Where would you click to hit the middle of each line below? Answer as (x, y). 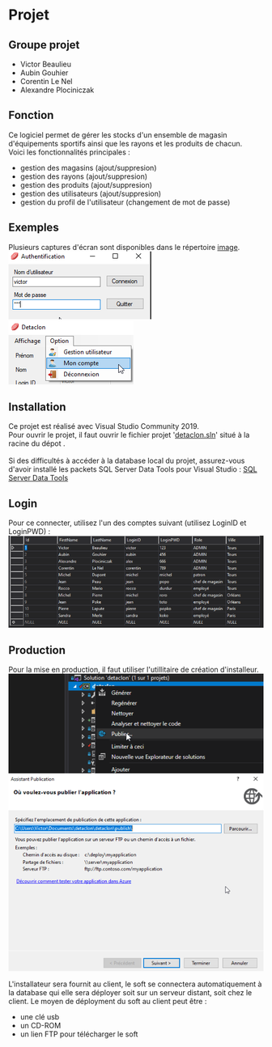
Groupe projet (44, 45)
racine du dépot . (37, 443)
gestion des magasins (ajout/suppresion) (88, 167)
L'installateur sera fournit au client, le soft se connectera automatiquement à (135, 984)
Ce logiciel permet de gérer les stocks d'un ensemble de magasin (118, 134)
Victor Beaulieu (45, 64)
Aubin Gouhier (44, 73)
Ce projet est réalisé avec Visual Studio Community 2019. (104, 426)
